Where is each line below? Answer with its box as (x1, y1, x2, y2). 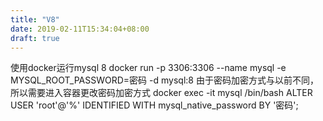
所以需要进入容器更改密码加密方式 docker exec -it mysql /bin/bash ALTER (10, 87, 313, 99)
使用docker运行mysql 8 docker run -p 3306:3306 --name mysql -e (10, 62, 287, 74)
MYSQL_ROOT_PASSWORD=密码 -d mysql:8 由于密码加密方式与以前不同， (10, 74, 319, 86)
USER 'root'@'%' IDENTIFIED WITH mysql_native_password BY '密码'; (10, 99, 299, 111)
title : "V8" (10, 14, 60, 25)
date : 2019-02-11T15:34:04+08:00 (10, 24, 150, 34)
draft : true (10, 33, 60, 43)
